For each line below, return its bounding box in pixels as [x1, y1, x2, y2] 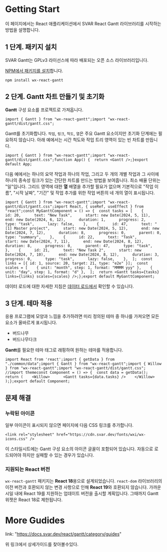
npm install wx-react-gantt [5, 77, 64, 83]
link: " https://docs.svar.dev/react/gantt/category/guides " [5, 531, 122, 537]
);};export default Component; [5, 379, 70, 384]
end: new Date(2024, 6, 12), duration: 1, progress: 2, [5, 217, 146, 222]
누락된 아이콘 [5, 410, 35, 417]
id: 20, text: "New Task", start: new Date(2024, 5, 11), [5, 213, 151, 218]
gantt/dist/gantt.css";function [5, 157, 72, 162]
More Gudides [5, 515, 65, 526]
